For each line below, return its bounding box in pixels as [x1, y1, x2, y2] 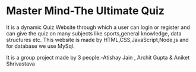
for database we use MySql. [6, 42, 75, 50]
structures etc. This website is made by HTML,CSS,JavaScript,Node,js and [6, 36, 189, 43]
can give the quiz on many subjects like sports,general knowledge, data [6, 30, 182, 37]
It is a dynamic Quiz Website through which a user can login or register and [6, 24, 190, 31]
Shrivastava [6, 60, 36, 67]
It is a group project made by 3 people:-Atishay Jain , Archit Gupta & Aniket [6, 54, 190, 61]
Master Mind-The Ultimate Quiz [6, 4, 165, 18]
